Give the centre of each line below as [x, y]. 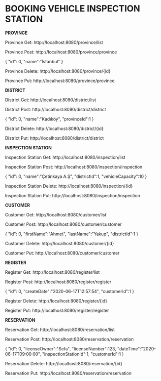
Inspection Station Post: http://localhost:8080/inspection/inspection [74, 167]
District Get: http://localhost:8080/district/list [51, 100]
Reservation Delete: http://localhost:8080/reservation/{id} [64, 363]
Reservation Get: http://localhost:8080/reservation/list [60, 330]
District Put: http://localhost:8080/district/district [55, 138]
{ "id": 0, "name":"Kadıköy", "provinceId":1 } [49, 119]
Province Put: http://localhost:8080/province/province [60, 81]
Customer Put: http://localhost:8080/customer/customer [62, 253]
